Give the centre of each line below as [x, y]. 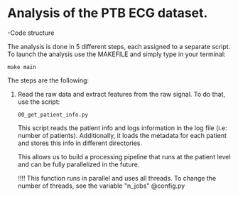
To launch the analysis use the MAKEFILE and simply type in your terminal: [117, 54]
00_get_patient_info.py [53, 115]
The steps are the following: [48, 80]
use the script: [39, 102]
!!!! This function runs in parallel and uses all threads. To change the [117, 178]
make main [22, 67]
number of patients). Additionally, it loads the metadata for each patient [122, 135]
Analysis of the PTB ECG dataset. [108, 13]
